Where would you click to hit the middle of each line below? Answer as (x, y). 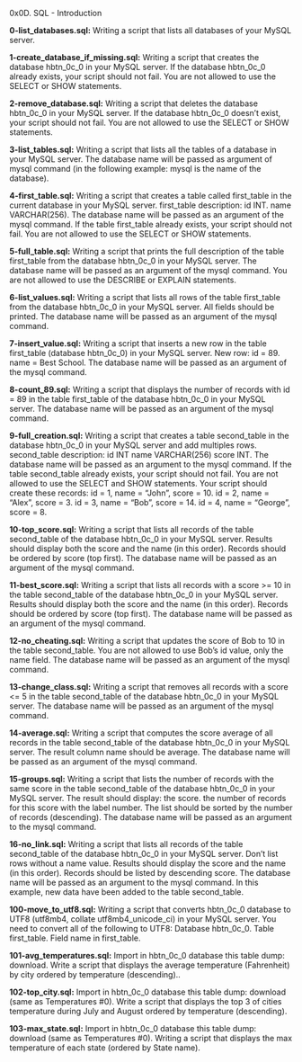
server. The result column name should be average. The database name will (150, 752)
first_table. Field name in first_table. (75, 938)
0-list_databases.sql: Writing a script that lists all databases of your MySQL (151, 30)
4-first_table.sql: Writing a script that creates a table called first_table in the (151, 196)
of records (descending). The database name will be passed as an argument (151, 817)
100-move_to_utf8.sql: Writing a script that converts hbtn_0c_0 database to (150, 909)
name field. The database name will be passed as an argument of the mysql (150, 660)
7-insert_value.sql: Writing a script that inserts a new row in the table (138, 344)
